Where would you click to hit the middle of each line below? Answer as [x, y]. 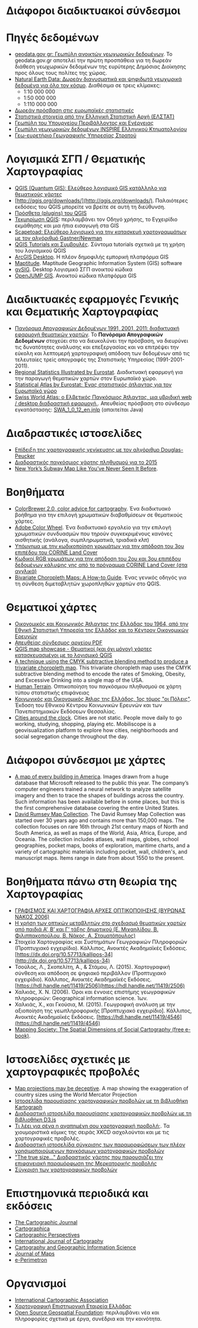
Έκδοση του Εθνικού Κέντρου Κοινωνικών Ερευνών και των [88, 705]
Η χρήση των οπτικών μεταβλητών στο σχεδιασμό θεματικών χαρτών [100, 923]
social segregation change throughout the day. [71, 736]
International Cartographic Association [61, 1300]
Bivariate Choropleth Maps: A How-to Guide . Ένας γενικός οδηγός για [100, 577]
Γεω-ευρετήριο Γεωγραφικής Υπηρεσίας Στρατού [75, 135]
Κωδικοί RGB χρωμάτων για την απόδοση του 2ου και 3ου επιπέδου [98, 558]
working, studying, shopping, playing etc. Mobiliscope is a [85, 724]
